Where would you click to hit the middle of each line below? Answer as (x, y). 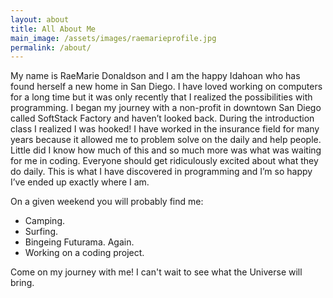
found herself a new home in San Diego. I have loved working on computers (166, 87)
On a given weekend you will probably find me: (107, 202)
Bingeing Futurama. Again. (79, 242)
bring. (22, 283)
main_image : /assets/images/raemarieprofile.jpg (113, 38)
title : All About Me (53, 29)
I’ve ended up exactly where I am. (80, 182)
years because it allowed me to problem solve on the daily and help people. (166, 140)
